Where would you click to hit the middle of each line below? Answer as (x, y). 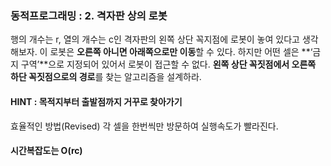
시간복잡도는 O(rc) (46, 151)
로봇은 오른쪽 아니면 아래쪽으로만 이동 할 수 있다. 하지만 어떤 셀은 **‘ (181, 52)
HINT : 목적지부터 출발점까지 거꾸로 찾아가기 (96, 101)
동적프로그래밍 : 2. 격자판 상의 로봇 (89, 15)
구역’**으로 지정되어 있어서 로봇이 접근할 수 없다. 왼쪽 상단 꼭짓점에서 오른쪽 (168, 64)
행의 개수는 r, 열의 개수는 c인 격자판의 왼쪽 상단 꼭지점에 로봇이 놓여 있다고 (155, 39)
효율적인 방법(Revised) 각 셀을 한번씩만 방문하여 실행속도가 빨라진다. (144, 126)
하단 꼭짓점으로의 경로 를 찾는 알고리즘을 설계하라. (106, 77)
